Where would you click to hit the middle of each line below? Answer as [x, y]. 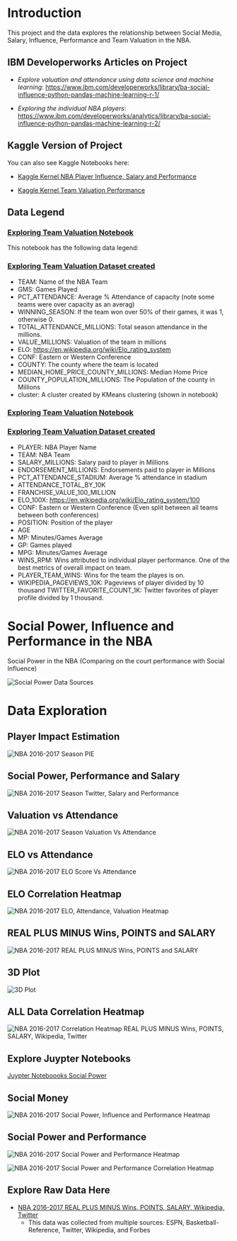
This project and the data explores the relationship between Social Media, [115, 33]
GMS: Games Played [47, 289]
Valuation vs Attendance [63, 815]
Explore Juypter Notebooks [69, 1059]
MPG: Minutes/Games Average [62, 552]
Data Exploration [57, 710]
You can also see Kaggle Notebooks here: [68, 162]
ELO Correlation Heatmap [64, 894]
